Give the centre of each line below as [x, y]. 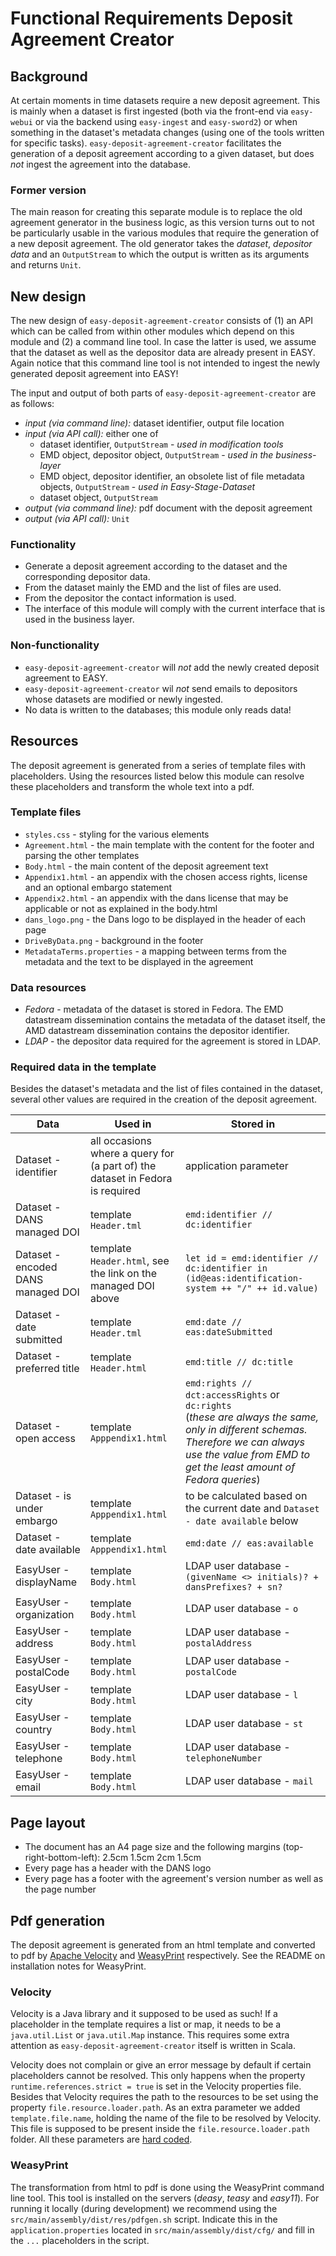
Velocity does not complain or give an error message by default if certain [161, 2065]
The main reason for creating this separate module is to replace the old [156, 212]
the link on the [123, 1274]
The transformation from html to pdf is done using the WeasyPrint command [167, 2187]
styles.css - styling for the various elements [117, 834]
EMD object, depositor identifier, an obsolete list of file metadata [172, 476]
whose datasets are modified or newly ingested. [124, 699]
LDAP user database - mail [249, 1781]
